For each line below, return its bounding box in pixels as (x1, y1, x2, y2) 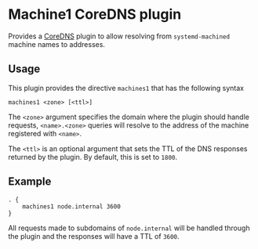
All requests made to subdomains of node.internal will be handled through (8, 223, 250, 233)
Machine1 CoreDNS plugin (8, 5, 182, 23)
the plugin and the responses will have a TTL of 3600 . (8, 231, 180, 240)
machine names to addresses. (8, 39, 106, 49)
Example (8, 175, 52, 189)
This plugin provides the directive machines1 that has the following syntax (8, 83, 245, 92)
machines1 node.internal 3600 (22, 202, 122, 211)
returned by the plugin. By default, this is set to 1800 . (8, 152, 178, 161)
